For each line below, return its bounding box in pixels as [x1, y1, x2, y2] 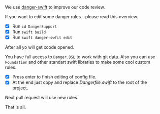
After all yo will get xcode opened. [5, 44, 75, 50]
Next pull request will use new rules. [5, 95, 79, 101]
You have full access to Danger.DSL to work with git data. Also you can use [5, 54, 156, 60]
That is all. [5, 104, 26, 110]
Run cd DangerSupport [12, 23, 57, 29]
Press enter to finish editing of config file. [12, 74, 96, 80]
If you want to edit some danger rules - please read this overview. [5, 14, 139, 19]
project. [12, 85, 28, 91]
